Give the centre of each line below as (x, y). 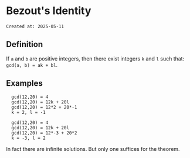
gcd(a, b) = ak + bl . (32, 65)
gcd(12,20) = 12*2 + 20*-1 (44, 107)
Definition (24, 44)
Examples (24, 83)
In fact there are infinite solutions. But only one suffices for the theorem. (93, 149)
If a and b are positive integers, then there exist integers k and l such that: (95, 58)
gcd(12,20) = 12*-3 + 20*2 (44, 133)
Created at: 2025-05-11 (35, 26)
